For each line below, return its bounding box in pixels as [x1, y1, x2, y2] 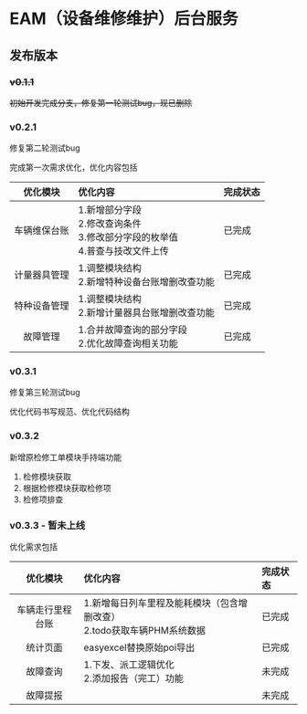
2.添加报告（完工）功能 [83, 672, 185, 685]
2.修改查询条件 [78, 217, 142, 230]
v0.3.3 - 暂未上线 [9, 519, 86, 531]
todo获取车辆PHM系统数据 [91, 625, 206, 637]
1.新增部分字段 [78, 204, 142, 216]
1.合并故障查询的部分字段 [78, 323, 187, 336]
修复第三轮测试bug [9, 387, 80, 398]
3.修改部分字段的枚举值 [78, 231, 178, 244]
